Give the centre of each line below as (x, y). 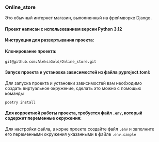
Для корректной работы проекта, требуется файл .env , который (74, 113)
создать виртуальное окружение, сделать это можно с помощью (73, 88)
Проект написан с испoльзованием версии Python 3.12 (64, 29)
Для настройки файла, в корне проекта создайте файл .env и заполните (80, 129)
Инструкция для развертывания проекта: (50, 40)
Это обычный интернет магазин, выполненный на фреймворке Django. (78, 18)
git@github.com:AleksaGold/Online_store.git (51, 62)
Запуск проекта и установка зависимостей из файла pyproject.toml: (78, 72)
